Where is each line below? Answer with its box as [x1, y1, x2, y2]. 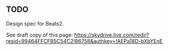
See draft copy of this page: [6, 31, 73, 38]
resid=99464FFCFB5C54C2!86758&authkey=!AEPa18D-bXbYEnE [6, 37, 163, 44]
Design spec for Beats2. [6, 20, 64, 27]
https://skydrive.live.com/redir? [74, 31, 150, 38]
